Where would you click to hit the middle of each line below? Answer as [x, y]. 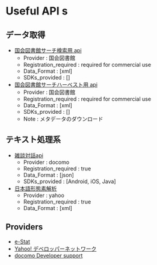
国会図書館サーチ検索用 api [48, 50]
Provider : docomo [46, 162]
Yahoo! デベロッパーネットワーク [55, 249]
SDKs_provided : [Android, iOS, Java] [69, 181]
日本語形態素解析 [35, 189]
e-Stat [22, 242]
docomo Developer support [48, 255]
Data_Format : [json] [49, 175]
